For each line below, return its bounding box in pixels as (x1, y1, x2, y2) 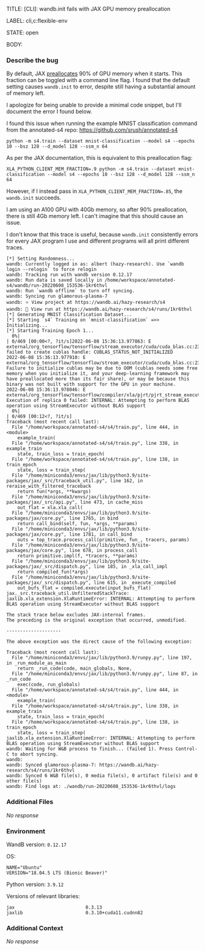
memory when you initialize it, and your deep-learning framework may (6, 371, 190, 377)
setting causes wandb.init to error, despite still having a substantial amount (6, 83, 196, 91)
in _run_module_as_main (6, 660, 67, 667)
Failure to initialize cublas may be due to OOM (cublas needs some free (6, 365, 198, 371)
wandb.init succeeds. (6, 194, 62, 202)
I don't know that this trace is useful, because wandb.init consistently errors (6, 231, 198, 238)
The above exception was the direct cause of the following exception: (6, 638, 192, 645)
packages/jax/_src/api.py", (6, 499, 78, 506)
